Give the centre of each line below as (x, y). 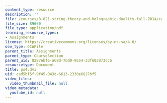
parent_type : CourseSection (34, 56)
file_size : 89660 (23, 24)
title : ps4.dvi (21, 70)
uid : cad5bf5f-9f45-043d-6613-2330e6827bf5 (51, 74)
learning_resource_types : (32, 33)
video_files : (19, 79)
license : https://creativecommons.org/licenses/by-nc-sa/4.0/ (71, 42)
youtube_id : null (28, 93)
